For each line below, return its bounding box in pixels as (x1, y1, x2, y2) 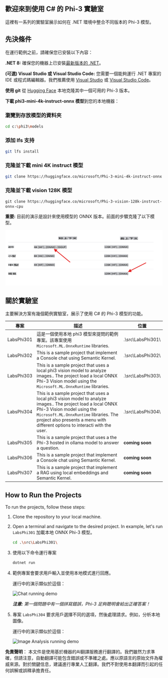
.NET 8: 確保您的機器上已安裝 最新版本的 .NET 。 (5, 59, 104, 66)
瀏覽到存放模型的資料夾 (5, 111, 61, 118)
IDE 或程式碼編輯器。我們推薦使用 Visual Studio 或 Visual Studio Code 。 (5, 76, 153, 82)
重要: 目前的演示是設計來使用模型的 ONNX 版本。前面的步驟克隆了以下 (5, 213, 150, 219)
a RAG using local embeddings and (36, 469, 108, 475)
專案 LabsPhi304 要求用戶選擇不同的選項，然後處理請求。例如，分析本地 (12, 611, 160, 617)
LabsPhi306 (7, 454, 32, 460)
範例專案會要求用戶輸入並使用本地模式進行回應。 (12, 569, 113, 576)
